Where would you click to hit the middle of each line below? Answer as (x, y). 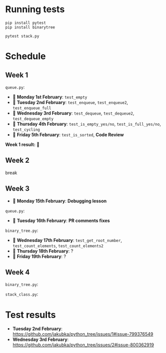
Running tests (35, 9)
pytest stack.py (22, 36)
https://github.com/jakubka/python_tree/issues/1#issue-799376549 (83, 334)
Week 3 (17, 189)
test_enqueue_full (32, 108)
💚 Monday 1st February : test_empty (50, 97)
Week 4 (18, 272)
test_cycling (26, 130)
